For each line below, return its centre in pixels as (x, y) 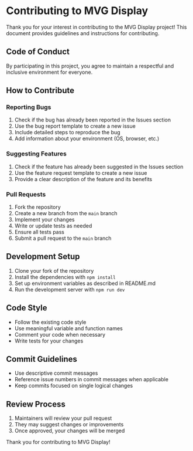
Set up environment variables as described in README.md (85, 283)
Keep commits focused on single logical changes (74, 386)
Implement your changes (44, 220)
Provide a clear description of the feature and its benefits (83, 179)
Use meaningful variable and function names (68, 328)
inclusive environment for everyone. (49, 72)
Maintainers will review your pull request (63, 418)
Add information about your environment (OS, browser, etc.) (87, 138)
